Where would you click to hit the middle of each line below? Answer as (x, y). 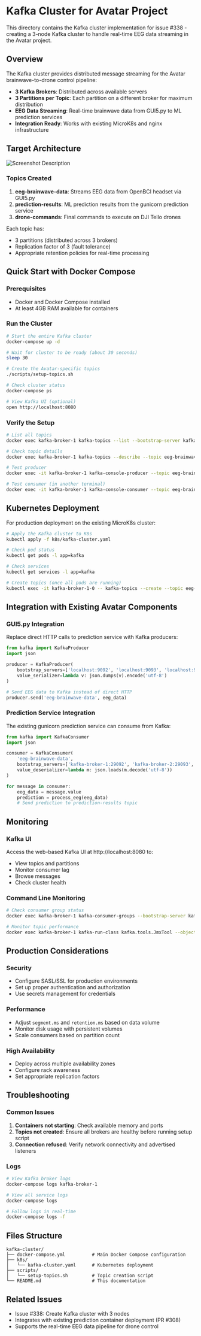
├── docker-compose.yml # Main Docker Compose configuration (96, 1255)
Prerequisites (26, 289)
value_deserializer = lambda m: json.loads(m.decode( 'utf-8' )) (95, 770)
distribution (29, 104)
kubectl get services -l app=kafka (51, 572)
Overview (25, 59)
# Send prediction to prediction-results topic (77, 803)
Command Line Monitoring (46, 898)
